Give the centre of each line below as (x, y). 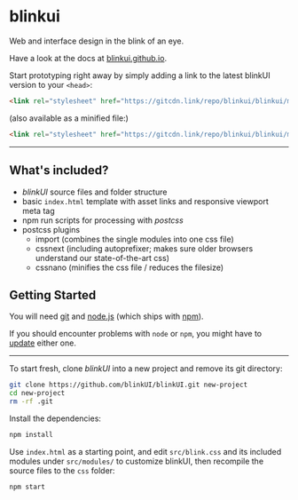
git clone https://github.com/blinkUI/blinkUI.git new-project (129, 385)
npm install (31, 434)
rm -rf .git (31, 401)
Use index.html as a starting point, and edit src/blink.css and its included (145, 451)
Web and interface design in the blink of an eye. (97, 41)
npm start (27, 487)
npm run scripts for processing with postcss (102, 220)
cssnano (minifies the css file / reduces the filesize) (129, 267)
